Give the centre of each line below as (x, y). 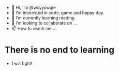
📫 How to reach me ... (34, 28)
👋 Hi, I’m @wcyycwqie (34, 8)
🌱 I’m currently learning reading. (44, 18)
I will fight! (22, 63)
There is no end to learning (59, 50)
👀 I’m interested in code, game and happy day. (58, 13)
